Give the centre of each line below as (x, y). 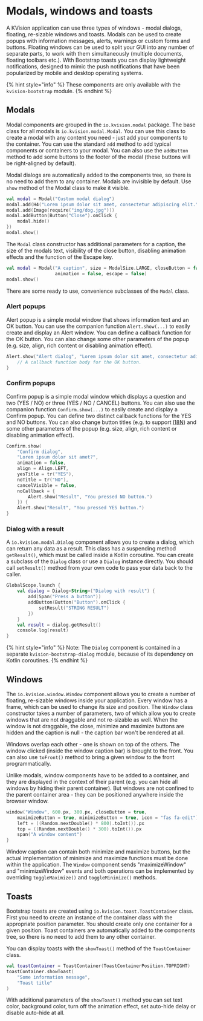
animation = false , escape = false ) (101, 273)
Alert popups (26, 307)
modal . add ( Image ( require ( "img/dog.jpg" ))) (60, 210)
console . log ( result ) (43, 630)
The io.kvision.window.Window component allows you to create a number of (101, 694)
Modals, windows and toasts (79, 11)
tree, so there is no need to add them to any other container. (81, 937)
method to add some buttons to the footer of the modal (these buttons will (98, 157)
